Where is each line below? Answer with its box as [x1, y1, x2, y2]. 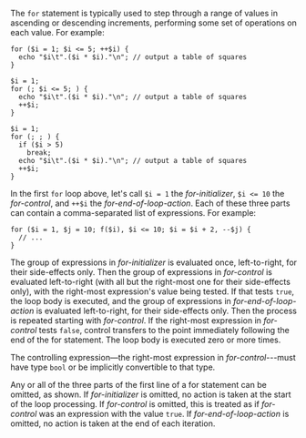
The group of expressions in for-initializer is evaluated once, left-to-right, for [10, 257, 298, 268]
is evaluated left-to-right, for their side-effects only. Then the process [36, 305, 298, 316]
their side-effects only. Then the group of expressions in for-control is [10, 267, 272, 277]
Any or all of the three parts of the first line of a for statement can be [10, 380, 267, 390]
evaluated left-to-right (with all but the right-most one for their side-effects [10, 277, 291, 287]
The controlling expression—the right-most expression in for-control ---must [10, 352, 297, 362]
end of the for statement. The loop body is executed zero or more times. [10, 334, 281, 345]
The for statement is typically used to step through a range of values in [10, 8, 279, 18]
